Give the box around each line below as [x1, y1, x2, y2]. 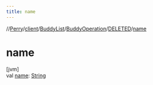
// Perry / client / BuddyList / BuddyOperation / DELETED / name [6, 25, 147, 32]
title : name [6, 8, 36, 15]
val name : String [6, 72, 46, 79]
